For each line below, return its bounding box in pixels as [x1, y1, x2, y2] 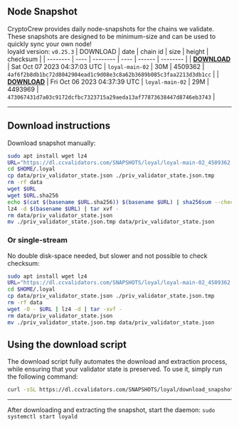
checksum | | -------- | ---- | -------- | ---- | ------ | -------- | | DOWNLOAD [7, 55, 231, 63]
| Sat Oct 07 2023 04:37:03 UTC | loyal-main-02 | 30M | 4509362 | [7, 62, 205, 70]
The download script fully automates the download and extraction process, [7, 357, 228, 366]
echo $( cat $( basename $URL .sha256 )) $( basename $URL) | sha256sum [7, 198, 212, 205]
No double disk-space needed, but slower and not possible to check [7, 252, 208, 260]
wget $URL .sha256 [7, 192, 59, 199]
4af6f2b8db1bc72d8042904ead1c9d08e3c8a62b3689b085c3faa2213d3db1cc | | [7, 70, 219, 78]
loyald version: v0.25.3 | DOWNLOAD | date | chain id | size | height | [7, 47, 209, 55]
